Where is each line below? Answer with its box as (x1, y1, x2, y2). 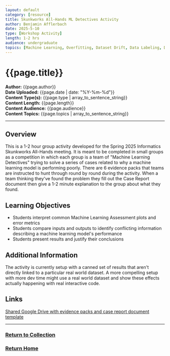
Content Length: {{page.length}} (5, 100, 74, 106)
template (5, 313, 24, 320)
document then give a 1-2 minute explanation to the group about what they (5, 181, 161, 187)
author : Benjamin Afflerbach (5, 21, 67, 27)
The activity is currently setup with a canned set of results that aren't (5, 264, 149, 270)
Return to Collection (5, 331, 56, 338)
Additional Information (5, 251, 78, 259)
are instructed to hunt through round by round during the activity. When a (5, 170, 158, 176)
